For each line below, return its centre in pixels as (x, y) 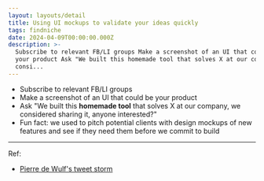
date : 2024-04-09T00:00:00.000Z (61, 37)
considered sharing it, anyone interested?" (88, 114)
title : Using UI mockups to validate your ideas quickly (103, 23)
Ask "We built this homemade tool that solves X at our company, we (130, 105)
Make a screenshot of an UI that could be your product (108, 97)
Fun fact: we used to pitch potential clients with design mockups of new (136, 122)
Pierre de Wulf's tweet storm (66, 168)
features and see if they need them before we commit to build (119, 131)
